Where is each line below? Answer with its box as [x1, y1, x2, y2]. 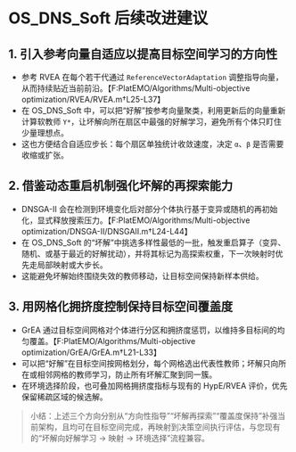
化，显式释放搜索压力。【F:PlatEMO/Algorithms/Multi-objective [21, 215, 251, 226]
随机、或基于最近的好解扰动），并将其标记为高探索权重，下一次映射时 [21, 248, 275, 259]
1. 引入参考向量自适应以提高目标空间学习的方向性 [8, 46, 278, 62]
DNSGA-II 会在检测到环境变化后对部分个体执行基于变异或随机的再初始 [21, 203, 278, 214]
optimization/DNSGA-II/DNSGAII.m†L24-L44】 [21, 226, 193, 236]
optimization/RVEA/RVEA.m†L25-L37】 [21, 95, 166, 104]
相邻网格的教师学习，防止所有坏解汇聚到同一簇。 [37, 369, 218, 380]
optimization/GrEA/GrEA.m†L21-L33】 [21, 347, 161, 357]
